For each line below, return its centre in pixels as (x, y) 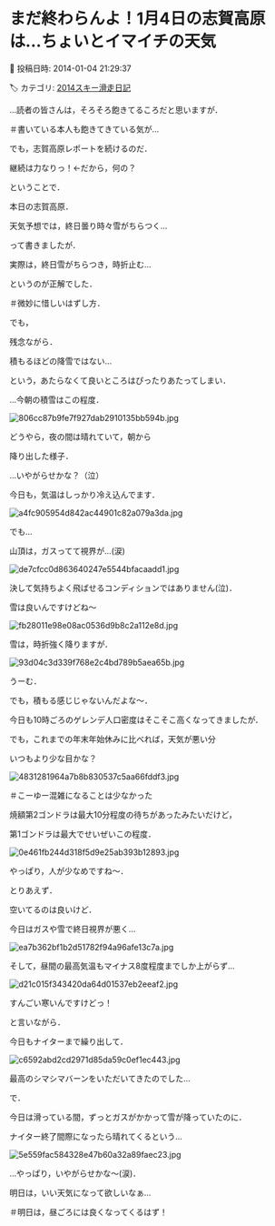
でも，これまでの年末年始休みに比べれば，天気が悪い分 (113, 739)
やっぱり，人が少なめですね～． (69, 870)
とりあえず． (33, 890)
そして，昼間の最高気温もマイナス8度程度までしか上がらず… (122, 966)
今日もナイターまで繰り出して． (69, 1041)
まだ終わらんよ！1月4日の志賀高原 (137, 19)
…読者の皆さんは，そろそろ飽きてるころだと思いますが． (116, 109)
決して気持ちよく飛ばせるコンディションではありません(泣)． (123, 588)
